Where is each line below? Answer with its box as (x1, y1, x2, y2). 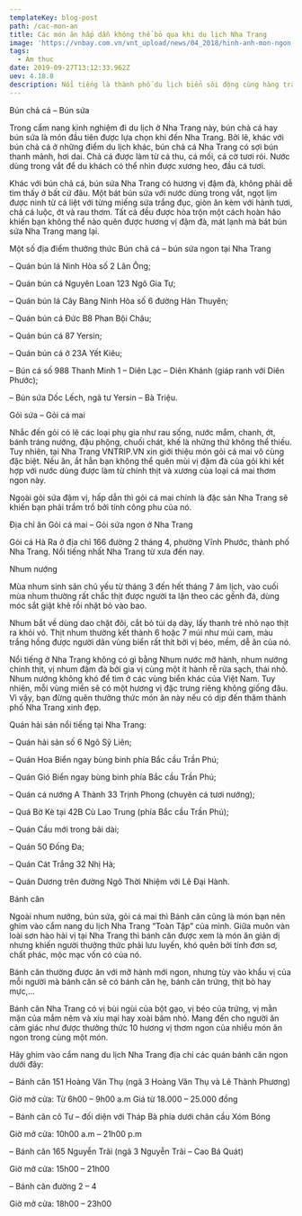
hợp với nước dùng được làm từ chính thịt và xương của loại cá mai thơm (9, 465, 277, 476)
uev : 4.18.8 (9, 72, 54, 81)
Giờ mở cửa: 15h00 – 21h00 (9, 1163, 111, 1174)
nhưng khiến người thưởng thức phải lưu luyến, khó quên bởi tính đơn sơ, (9, 939, 278, 950)
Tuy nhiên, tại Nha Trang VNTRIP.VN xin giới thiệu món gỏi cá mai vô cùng (9, 446, 285, 457)
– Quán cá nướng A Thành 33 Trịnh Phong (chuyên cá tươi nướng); (9, 789, 255, 800)
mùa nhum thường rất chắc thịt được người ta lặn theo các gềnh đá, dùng (9, 590, 280, 601)
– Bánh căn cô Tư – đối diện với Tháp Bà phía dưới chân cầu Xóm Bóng (9, 1111, 271, 1122)
